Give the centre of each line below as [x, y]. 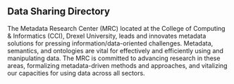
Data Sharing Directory [59, 12]
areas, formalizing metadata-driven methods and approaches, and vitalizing [117, 65]
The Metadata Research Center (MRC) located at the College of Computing [116, 28]
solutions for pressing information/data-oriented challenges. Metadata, [110, 43]
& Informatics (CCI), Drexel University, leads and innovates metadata [107, 36]
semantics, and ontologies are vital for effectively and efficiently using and [116, 50]
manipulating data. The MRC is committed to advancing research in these [114, 58]
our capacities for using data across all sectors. [76, 73]
